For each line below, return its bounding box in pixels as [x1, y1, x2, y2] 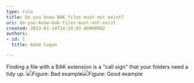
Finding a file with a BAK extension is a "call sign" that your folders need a [6, 63, 189, 70]
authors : [6, 31, 28, 37]
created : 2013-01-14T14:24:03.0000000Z [6, 25, 106, 31]
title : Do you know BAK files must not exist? [6, 14, 124, 20]
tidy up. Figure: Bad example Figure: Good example [6, 70, 143, 77]
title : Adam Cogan [11, 42, 58, 48]
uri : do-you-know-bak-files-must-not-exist [6, 20, 116, 25]
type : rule [6, 8, 33, 15]
